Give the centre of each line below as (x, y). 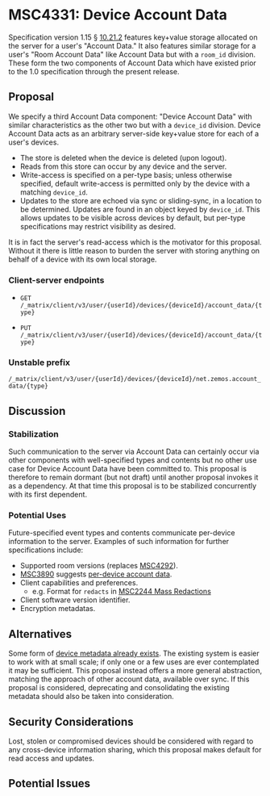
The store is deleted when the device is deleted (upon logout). (123, 157)
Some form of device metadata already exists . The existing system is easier (134, 654)
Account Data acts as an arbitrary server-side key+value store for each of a (134, 133)
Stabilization (33, 434)
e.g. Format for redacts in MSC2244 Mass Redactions (122, 592)
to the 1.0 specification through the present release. (94, 71)
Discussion (37, 411)
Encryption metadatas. (58, 609)
